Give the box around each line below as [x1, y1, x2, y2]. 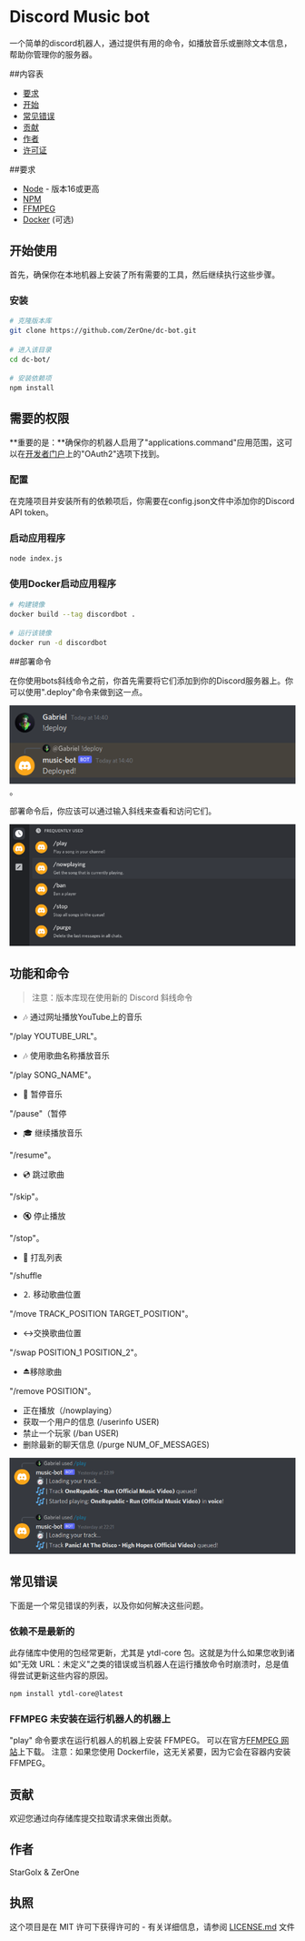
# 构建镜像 [9, 600, 45, 609]
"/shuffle [9, 1269, 43, 1280]
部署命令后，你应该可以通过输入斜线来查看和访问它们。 [9, 805, 216, 816]
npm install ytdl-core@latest [9, 1689, 124, 1698]
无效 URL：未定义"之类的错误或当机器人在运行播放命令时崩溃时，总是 [21, 1658, 281, 1669]
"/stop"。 [9, 1232, 44, 1243]
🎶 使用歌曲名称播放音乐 [22, 1049, 111, 1061]
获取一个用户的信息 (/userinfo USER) [22, 1416, 160, 1427]
